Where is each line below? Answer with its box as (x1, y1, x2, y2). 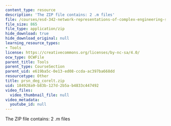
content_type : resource (5, 7, 56, 13)
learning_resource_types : (5, 41, 60, 46)
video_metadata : (5, 97, 40, 102)
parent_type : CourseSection (5, 64, 65, 69)
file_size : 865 (5, 21, 38, 27)
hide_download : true (5, 31, 49, 36)
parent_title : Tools (5, 59, 49, 65)
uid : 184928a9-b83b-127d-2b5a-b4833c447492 (5, 83, 99, 88)
